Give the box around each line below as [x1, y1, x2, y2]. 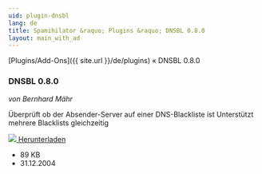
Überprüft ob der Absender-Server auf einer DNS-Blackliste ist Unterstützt [8, 109, 254, 119]
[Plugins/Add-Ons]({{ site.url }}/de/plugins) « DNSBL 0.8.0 [8, 56, 200, 65]
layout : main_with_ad [8, 34, 81, 42]
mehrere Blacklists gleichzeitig [8, 117, 109, 128]
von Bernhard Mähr [8, 93, 73, 104]
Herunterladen [18, 134, 66, 144]
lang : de [8, 19, 38, 27]
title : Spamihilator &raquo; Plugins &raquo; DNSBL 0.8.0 [8, 26, 205, 34]
